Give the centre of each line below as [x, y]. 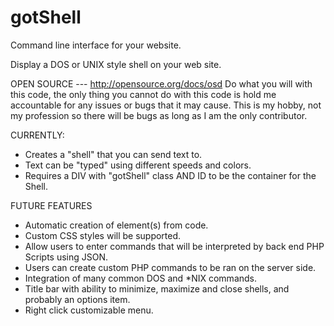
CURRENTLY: [37, 135]
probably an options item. [77, 299]
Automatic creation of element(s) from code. [116, 225]
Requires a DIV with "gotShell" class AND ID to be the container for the [170, 175]
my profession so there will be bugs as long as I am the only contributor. [159, 115]
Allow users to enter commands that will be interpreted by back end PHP [174, 246]
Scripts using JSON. [66, 257]
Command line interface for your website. [96, 45]
